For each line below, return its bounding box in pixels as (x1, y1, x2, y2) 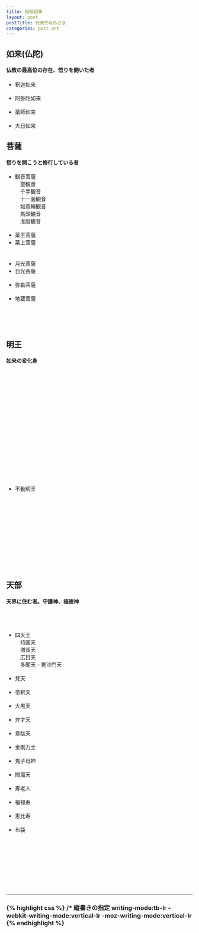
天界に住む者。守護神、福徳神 (6, 598, 79, 605)
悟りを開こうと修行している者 (6, 159, 79, 166)
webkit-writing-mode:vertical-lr (6, 911, 101, 919)
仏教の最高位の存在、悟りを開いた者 (6, 67, 95, 74)
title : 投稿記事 (6, 8, 43, 15)
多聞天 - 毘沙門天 (20, 661, 62, 668)
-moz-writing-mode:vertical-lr (101, 911, 192, 919)
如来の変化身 (6, 357, 37, 365)
